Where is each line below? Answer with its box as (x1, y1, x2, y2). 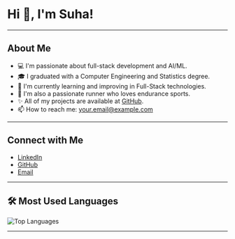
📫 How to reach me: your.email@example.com (17, 105, 154, 114)
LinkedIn (17, 153, 43, 161)
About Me (7, 43, 51, 54)
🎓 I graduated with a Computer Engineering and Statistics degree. (17, 72, 211, 80)
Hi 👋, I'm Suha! (7, 6, 94, 22)
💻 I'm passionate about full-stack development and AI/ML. (17, 61, 187, 70)
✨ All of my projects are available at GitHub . (17, 97, 144, 105)
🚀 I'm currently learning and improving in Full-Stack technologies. (17, 82, 206, 90)
